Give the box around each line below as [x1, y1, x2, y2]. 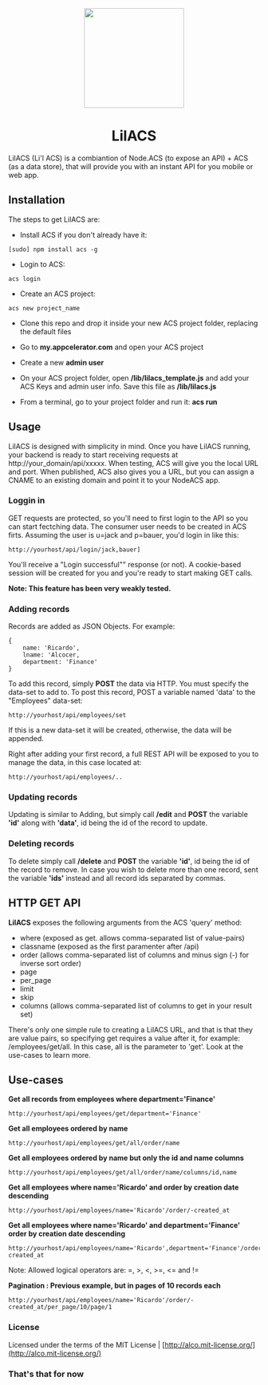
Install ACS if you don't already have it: [19, 230, 148, 239]
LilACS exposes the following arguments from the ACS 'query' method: [8, 917, 242, 927]
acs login [8, 274, 41, 282]
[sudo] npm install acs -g [8, 245, 98, 254]
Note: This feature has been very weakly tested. [8, 583, 171, 593]
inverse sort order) [19, 958, 82, 968]
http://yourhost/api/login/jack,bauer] [8, 546, 141, 554]
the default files [19, 326, 72, 336]
